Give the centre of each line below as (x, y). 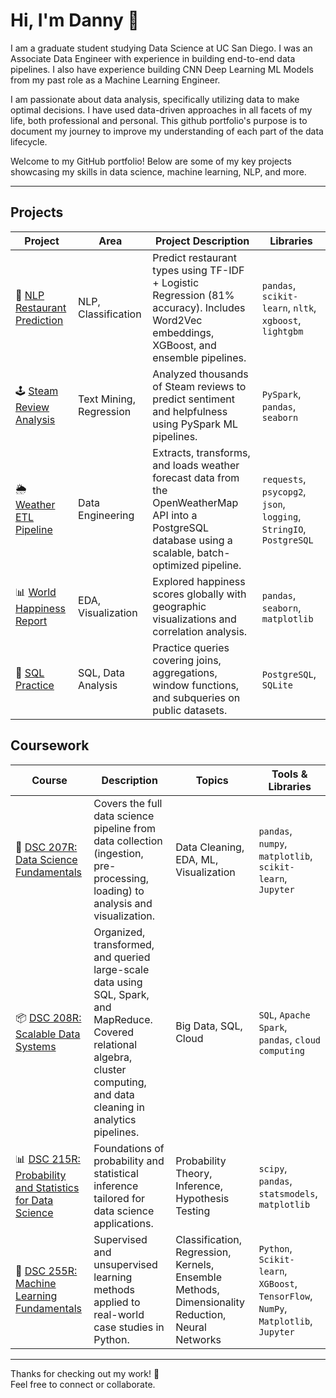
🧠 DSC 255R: (46, 1271)
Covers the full (128, 803)
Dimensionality (210, 1302)
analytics (115, 1119)
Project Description (202, 241)
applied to (117, 1302)
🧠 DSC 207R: (46, 847)
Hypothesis (202, 1198)
